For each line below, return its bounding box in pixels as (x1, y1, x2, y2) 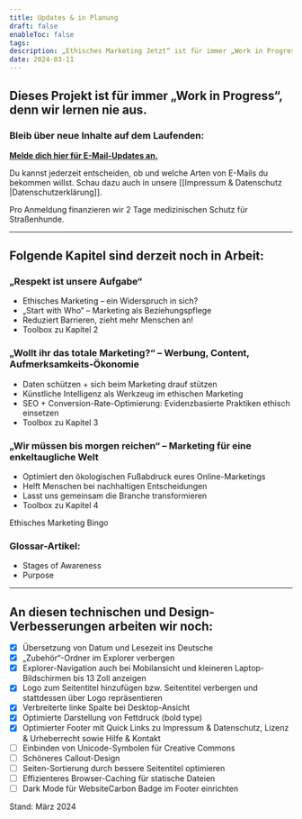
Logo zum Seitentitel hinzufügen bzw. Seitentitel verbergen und (22, 682, 258, 694)
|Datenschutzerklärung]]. (9, 187, 102, 197)
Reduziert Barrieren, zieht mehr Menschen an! (22, 314, 194, 325)
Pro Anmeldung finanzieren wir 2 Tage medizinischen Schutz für (9, 204, 249, 214)
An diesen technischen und (9, 605, 166, 620)
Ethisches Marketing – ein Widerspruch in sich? (22, 296, 199, 306)
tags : (9, 38, 30, 48)
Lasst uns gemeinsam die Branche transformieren (22, 490, 208, 501)
